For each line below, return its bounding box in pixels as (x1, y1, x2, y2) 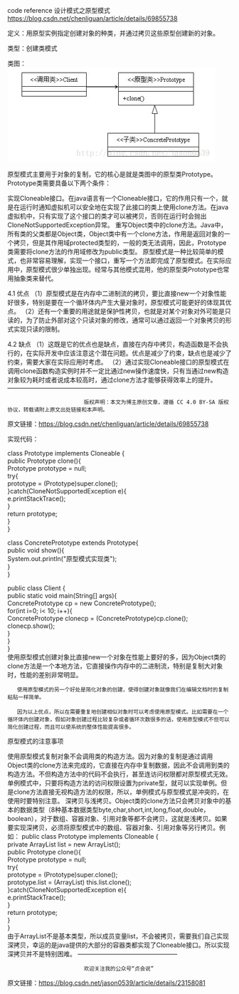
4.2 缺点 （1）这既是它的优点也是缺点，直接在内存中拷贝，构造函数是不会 (7, 340, 223, 348)
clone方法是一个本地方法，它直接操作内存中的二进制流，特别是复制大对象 (7, 661, 223, 670)
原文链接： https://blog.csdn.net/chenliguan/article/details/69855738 (7, 419, 209, 428)
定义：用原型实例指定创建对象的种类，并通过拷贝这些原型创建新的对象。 (7, 29, 219, 37)
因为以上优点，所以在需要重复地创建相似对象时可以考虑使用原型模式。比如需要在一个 (16, 708, 229, 716)
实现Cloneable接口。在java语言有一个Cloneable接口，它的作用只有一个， (7, 194, 222, 202)
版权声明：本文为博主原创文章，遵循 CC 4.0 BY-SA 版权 (83, 399, 229, 406)
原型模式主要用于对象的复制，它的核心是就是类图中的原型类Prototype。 (7, 170, 217, 178)
